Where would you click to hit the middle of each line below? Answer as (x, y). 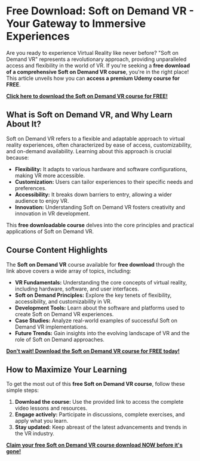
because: (18, 157)
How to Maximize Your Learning (67, 369)
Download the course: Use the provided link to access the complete (99, 402)
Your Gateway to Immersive (76, 24)
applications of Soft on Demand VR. (50, 231)
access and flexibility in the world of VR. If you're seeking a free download (98, 65)
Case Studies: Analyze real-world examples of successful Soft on (96, 320)
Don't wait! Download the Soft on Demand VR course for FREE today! (93, 351)
